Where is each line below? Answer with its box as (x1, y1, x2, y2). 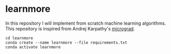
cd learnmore (5, 35, 33, 41)
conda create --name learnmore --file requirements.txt (5, 40, 127, 45)
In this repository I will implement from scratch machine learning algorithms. (5, 20, 166, 26)
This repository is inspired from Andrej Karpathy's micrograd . (5, 25, 135, 31)
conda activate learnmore (5, 44, 61, 49)
